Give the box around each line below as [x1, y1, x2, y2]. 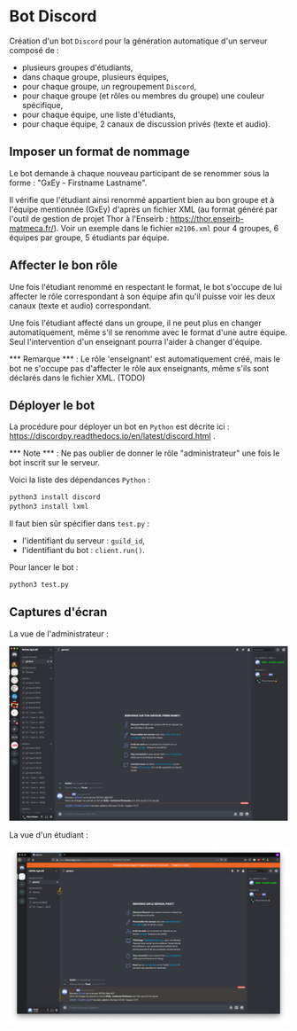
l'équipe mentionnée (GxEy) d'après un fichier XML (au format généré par [9, 204, 278, 215]
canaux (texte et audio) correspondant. [9, 300, 152, 311]
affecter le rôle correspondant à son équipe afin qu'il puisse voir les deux [9, 291, 276, 301]
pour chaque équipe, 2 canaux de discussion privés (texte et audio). [21, 118, 271, 129]
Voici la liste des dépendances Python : [9, 474, 150, 485]
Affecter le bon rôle [9, 258, 118, 273]
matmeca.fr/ [9, 223, 55, 233]
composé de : [9, 44, 59, 55]
